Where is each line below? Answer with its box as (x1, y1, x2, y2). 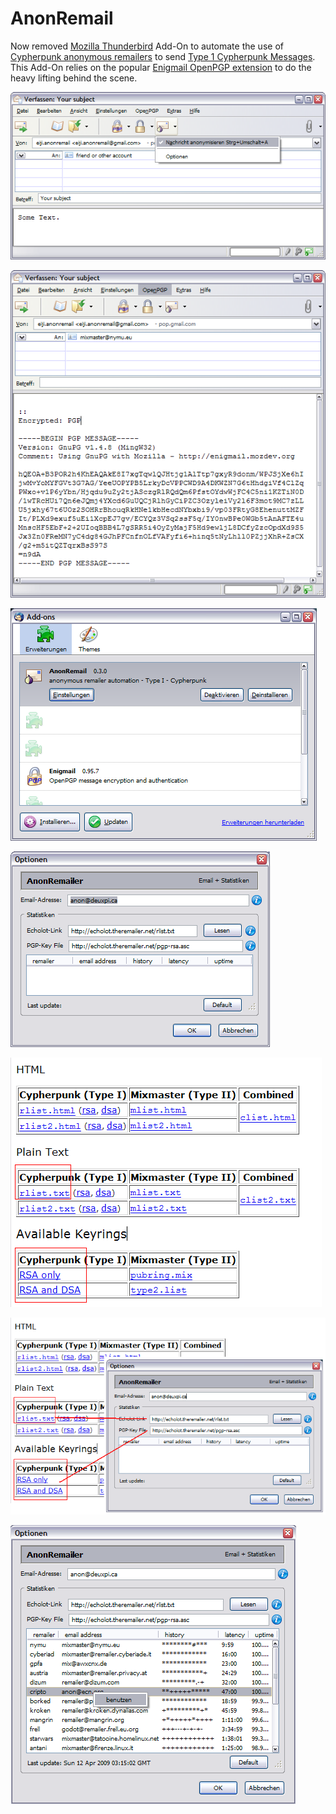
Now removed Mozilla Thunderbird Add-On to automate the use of (10, 40, 284, 52)
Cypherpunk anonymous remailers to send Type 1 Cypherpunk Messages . (10, 50, 316, 62)
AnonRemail (10, 7, 114, 30)
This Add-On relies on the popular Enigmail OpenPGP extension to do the (10, 61, 312, 73)
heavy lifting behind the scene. (10, 72, 138, 84)
